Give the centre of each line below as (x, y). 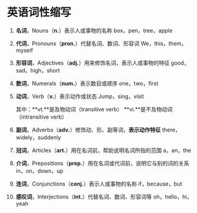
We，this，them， (164, 43)
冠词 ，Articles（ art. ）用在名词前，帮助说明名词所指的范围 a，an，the (103, 150)
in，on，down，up (39, 170)
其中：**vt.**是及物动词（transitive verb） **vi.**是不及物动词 (94, 109)
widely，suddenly (38, 137)
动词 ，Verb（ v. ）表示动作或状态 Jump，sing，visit (80, 96)
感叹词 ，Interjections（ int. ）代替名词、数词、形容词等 (84, 197)
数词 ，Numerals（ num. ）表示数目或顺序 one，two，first (87, 83)
